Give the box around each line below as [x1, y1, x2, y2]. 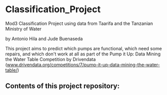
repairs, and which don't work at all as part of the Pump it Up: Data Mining [5, 51, 161, 57]
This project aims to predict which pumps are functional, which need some [5, 45, 162, 51]
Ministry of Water [5, 25, 42, 31]
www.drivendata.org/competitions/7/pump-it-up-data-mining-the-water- [7, 61, 160, 68]
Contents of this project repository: [5, 82, 120, 90]
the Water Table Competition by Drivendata [5, 56, 96, 62]
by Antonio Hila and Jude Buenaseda [5, 36, 83, 42]
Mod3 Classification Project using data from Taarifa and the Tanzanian [5, 20, 153, 26]
